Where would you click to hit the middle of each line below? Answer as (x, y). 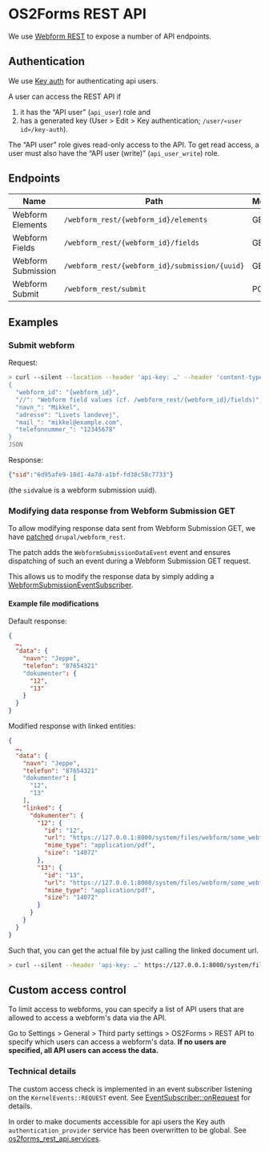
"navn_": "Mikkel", (48, 407)
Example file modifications (54, 603)
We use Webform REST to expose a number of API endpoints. (110, 36)
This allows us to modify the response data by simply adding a (111, 577)
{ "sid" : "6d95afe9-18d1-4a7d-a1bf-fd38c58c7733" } (91, 475)
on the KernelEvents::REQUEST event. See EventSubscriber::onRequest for (129, 1097)
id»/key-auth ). (44, 129)
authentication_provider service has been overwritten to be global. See (127, 1130)
